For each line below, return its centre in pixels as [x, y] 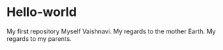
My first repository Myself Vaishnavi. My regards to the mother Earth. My [111, 31]
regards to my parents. [39, 38]
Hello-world [42, 12]
